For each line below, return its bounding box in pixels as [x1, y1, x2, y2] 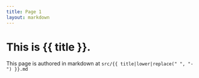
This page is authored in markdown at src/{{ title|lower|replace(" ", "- [6, 60, 194, 67]
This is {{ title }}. [6, 40, 91, 54]
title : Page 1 [6, 8, 42, 15]
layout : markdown [6, 14, 50, 20]
